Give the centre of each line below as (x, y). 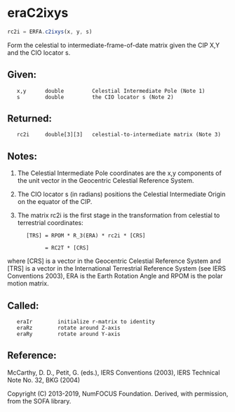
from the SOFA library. (39, 401)
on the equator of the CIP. (55, 202)
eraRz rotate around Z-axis (68, 328)
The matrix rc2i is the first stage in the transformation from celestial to (119, 215)
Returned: (30, 118)
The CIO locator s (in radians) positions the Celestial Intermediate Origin (121, 194)
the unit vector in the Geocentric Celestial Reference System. (106, 181)
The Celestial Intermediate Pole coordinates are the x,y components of (120, 173)
